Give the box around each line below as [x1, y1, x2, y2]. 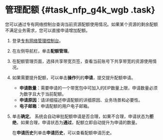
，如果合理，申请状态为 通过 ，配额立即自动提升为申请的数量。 [16, 119, 140, 125]
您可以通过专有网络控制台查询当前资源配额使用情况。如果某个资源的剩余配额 [5, 21, 158, 27]
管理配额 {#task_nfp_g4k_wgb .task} [5, 4, 155, 16]
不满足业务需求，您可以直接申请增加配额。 [5, 27, 90, 33]
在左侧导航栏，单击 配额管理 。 [12, 48, 72, 54]
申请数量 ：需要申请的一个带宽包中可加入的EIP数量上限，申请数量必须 [19, 85, 158, 91]
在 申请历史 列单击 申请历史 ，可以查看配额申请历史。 [12, 129, 114, 136]
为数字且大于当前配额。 [19, 91, 66, 97]
